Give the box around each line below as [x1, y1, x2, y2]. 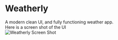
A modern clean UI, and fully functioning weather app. [5, 19, 114, 25]
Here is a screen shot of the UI [5, 24, 67, 30]
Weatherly [5, 3, 49, 14]
